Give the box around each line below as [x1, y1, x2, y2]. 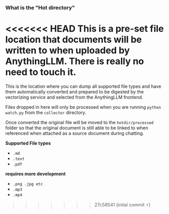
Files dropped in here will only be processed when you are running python [5, 104, 161, 110]
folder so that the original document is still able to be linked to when [5, 125, 149, 131]
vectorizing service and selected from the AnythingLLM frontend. [5, 94, 143, 100]
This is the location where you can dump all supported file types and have [5, 83, 161, 89]
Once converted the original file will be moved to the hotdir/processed [5, 119, 154, 125]
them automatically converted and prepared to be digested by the [5, 88, 144, 94]
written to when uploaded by [5, 45, 130, 56]
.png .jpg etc [12, 181, 43, 186]
